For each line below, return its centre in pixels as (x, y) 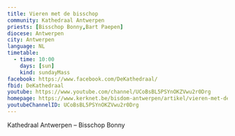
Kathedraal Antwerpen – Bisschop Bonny (66, 125)
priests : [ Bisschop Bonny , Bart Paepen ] (65, 27)
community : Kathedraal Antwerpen (56, 20)
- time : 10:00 (34, 60)
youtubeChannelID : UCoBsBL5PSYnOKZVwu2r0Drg (73, 105)
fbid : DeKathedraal (36, 86)
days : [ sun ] (37, 66)
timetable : (23, 53)
